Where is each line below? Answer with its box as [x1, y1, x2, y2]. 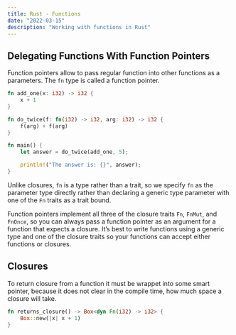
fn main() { [7, 142, 43, 149]
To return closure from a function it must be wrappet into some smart [7, 279, 210, 287]
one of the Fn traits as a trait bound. [7, 196, 112, 204]
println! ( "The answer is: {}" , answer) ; [20, 161, 141, 169]
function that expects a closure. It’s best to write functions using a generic [7, 224, 225, 233]
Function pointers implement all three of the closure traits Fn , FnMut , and [7, 209, 218, 218]
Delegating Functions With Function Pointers [7, 50, 210, 62]
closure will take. [7, 294, 57, 302]
